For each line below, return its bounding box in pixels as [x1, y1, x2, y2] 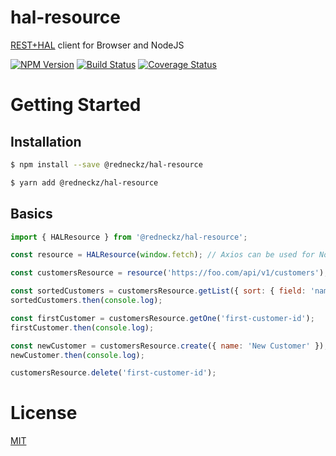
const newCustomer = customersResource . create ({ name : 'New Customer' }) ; [10, 341, 329, 351]
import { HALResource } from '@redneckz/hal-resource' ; [10, 232, 248, 242]
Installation [10, 133, 82, 150]
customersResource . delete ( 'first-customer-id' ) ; [10, 368, 217, 378]
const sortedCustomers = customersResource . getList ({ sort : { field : [10, 286, 307, 296]
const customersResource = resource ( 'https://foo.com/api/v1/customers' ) [10, 268, 325, 278]
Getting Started [10, 94, 142, 116]
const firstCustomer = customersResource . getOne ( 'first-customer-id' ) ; [10, 313, 315, 323]
